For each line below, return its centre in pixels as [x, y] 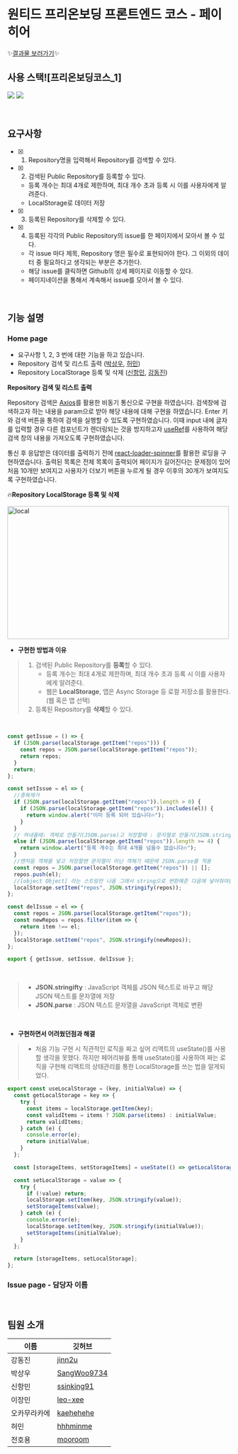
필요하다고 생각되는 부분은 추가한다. [93, 262]
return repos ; [41, 756]
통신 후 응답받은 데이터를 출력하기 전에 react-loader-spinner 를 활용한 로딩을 [113, 453]
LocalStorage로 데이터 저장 [67, 203]
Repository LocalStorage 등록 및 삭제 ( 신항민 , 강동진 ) [92, 373]
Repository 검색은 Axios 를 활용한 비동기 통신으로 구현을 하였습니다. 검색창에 [113, 403]
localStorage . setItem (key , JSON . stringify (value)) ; [104, 1200]
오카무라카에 [31, 1414]
